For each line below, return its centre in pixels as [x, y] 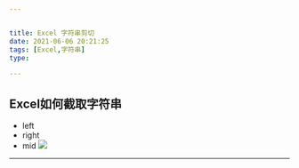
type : [19, 58]
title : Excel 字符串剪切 [52, 33]
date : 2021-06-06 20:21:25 [59, 41]
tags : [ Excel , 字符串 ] [47, 50]
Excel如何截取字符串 [66, 104]
